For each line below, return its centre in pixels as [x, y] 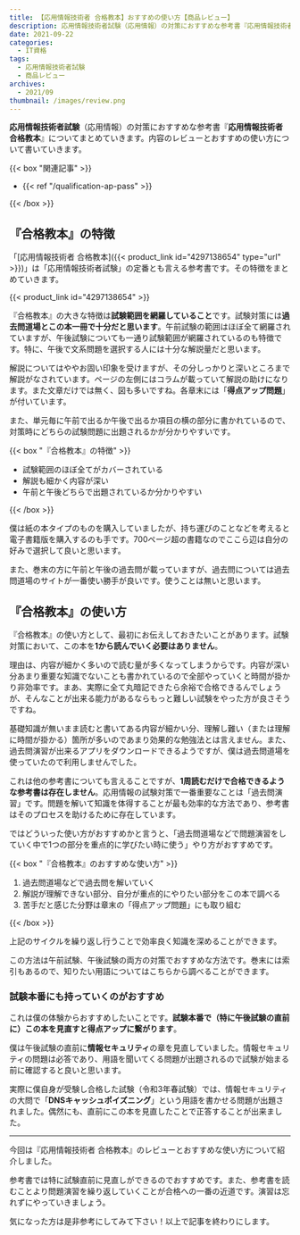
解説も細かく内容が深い [65, 481]
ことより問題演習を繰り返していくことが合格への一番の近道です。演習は [149, 1191]
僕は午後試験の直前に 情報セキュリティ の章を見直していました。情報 [134, 1048]
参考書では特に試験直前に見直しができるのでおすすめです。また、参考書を [146, 1181]
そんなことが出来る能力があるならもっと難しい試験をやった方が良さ [150, 698]
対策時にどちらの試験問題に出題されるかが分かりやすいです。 [122, 432]
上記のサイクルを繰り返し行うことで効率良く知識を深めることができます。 [146, 941]
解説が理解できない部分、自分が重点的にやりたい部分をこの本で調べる [151, 893]
